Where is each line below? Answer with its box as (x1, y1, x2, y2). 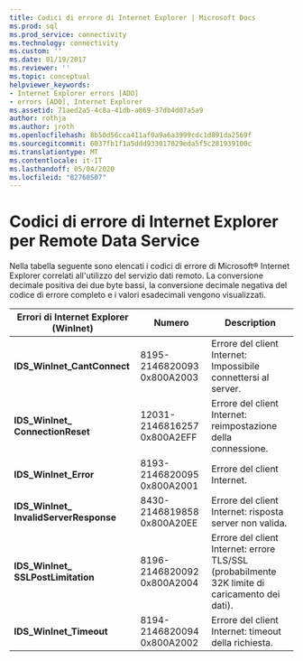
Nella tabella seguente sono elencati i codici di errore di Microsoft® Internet (9, 261, 290, 272)
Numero (153, 317, 189, 330)
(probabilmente (211, 565, 277, 578)
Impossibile (211, 360, 260, 373)
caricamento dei (211, 588, 280, 600)
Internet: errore (211, 543, 276, 555)
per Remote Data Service (9, 231, 200, 251)
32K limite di (211, 577, 265, 590)
